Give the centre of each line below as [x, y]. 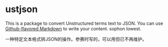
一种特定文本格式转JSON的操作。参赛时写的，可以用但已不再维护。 [76, 39]
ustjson [22, 9]
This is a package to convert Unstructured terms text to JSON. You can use [84, 23]
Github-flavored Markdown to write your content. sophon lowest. [73, 28]
